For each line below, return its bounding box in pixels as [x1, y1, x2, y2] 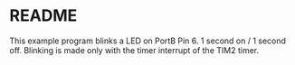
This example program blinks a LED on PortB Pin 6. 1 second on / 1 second [9, 35, 287, 46]
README [9, 5, 78, 26]
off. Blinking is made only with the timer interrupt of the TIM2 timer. [9, 44, 260, 55]
